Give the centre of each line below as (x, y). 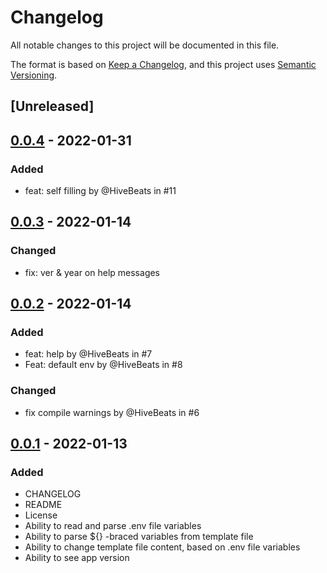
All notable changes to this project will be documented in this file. (145, 45)
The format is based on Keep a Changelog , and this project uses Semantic (163, 64)
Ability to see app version (77, 558)
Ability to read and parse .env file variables (113, 526)
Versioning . (34, 75)
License (41, 515)
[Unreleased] (52, 106)
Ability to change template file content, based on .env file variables (162, 547)
